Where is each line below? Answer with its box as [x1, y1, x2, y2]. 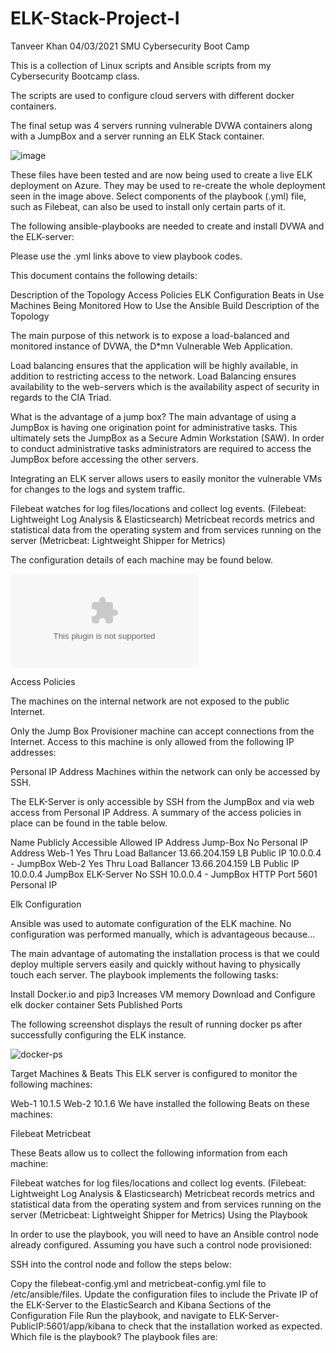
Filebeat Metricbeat [10, 1127, 91, 1139]
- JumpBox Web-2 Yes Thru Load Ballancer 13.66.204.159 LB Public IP [10, 857, 300, 869]
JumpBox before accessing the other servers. [10, 453, 200, 465]
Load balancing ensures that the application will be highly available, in [10, 359, 299, 371]
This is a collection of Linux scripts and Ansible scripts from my [10, 59, 272, 71]
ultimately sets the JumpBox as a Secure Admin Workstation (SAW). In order [10, 432, 325, 444]
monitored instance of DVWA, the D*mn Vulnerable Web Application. [10, 340, 293, 352]
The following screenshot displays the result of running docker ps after [10, 1018, 303, 1030]
